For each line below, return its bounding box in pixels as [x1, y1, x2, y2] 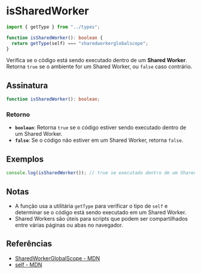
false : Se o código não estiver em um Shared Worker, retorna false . [14, 136, 184, 144]
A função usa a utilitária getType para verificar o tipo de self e [14, 202, 168, 209]
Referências [6, 239, 53, 249]
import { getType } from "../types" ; [6, 24, 100, 30]
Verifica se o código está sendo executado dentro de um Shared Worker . [6, 57, 187, 64]
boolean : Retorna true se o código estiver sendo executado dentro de [14, 124, 187, 131]
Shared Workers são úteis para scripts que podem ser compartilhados [14, 215, 188, 222]
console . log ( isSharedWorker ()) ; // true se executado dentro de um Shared [6, 170, 197, 176]
